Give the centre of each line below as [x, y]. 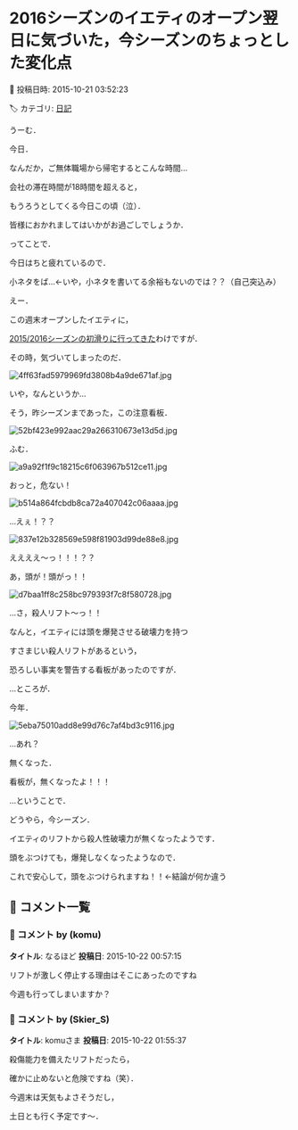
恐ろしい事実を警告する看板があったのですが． [95, 669]
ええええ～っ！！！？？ [52, 557]
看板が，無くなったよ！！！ [60, 781]
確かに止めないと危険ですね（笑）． [74, 1078]
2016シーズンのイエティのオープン [136, 18]
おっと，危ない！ [41, 485]
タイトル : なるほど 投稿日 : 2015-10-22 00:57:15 [95, 956]
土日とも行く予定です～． [56, 1116]
